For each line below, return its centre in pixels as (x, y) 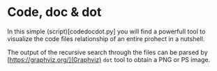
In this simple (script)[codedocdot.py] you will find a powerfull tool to (106, 31)
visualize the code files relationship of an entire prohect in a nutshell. (106, 38)
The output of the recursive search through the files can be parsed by (107, 52)
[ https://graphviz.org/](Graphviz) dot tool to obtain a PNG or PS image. (109, 59)
